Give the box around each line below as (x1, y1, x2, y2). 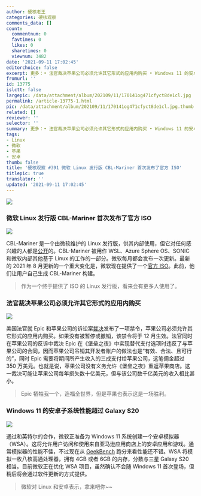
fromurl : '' (6, 76, 36, 82)
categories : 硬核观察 (6, 14, 57, 20)
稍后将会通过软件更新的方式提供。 (6, 470, 90, 477)
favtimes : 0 (11, 37, 42, 43)
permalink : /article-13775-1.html (6, 98, 93, 104)
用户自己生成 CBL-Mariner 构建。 (16, 270, 99, 277)
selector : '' (6, 121, 39, 127)
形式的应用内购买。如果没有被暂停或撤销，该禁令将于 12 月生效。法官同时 (11, 332, 193, 339)
